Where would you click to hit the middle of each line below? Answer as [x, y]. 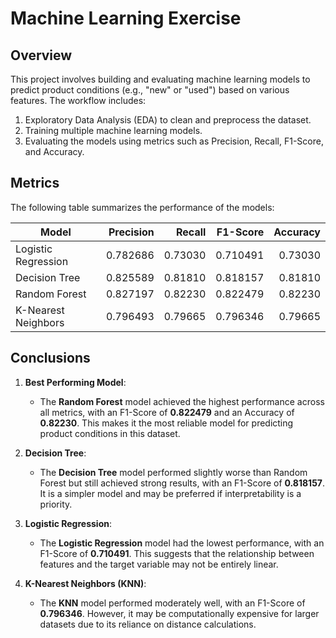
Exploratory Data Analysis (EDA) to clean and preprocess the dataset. [168, 120]
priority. [56, 504]
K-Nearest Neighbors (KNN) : [85, 583]
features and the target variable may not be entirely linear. [159, 564]
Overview [41, 55]
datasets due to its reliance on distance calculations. [148, 624]
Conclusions [50, 358]
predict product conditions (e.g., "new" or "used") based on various [150, 90]
